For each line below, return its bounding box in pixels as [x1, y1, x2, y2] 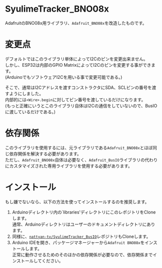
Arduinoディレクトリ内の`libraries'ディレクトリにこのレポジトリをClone [12, 209, 156, 215]
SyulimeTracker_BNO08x [5, 3, 109, 15]
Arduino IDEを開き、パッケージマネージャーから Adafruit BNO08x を [12, 239, 145, 245]
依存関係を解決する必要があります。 [9, 151, 82, 157]
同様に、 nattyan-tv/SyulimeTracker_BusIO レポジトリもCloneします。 [12, 233, 151, 239]
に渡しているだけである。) [5, 108, 56, 115]
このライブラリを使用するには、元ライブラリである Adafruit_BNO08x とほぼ [5, 144, 153, 150]
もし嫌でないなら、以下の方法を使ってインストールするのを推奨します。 [5, 198, 149, 205]
